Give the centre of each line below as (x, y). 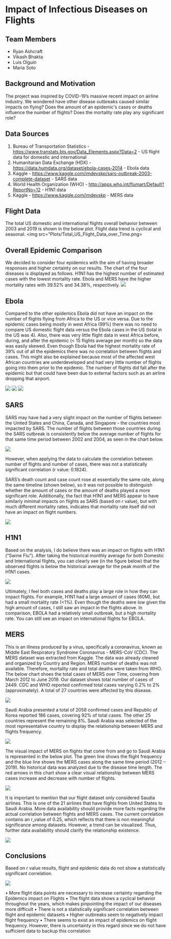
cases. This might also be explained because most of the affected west (80, 357)
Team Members (31, 39)
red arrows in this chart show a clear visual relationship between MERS (80, 772)
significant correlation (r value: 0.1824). (46, 469)
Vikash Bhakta (28, 57)
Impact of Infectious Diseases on (77, 9)
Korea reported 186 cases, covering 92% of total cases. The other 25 (78, 715)
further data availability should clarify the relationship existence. (73, 830)
